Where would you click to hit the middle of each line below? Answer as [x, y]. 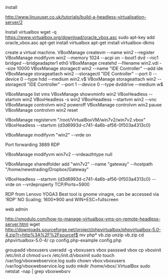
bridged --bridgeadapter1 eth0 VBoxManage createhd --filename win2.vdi [82, 63]
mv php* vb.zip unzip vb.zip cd [112, 235]
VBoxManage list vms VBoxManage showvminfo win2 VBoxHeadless [76, 94]
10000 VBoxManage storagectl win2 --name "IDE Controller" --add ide [90, 68]
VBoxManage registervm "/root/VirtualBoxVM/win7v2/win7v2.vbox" [75, 120]
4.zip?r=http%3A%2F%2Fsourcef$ [42, 235]
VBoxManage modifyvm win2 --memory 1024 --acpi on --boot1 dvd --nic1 [82, 58]
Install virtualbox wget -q [31, 32]
